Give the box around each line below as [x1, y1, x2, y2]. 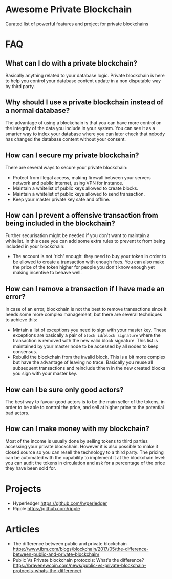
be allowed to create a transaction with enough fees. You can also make [12, 259, 165, 265]
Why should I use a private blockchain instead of [5, 98, 164, 107]
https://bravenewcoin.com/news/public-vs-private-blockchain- [12, 562, 147, 568]
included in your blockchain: [5, 243, 65, 249]
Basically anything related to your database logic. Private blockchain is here [5, 72, 165, 78]
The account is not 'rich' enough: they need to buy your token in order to [12, 253, 166, 260]
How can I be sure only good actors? [5, 385, 124, 394]
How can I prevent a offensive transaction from [5, 211, 159, 220]
